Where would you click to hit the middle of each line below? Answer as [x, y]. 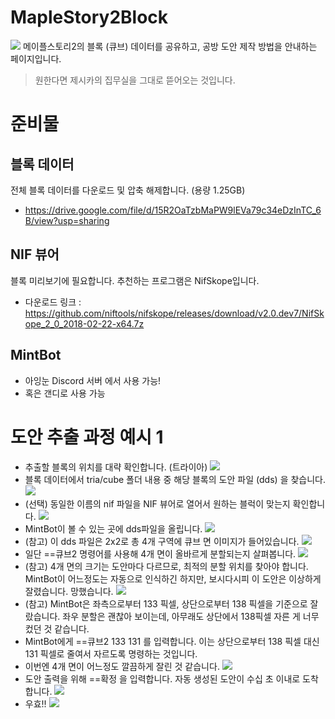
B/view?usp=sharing [67, 220]
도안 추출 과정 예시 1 [87, 437]
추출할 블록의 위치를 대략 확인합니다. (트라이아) [116, 467]
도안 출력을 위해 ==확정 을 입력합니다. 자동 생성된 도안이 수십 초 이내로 [162, 678]
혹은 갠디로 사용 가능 [65, 393]
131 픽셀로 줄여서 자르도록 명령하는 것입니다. [111, 653]
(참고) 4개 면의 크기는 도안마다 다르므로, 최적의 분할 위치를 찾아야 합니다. [166, 566]
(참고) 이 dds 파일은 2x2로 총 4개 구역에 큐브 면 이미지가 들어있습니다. [162, 541]
